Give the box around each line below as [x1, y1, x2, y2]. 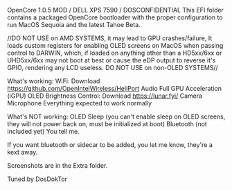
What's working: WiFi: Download [7, 77, 100, 85]
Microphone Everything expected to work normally [7, 99, 152, 107]
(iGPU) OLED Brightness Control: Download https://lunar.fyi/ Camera [7, 92, 203, 100]
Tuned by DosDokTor [7, 175, 68, 183]
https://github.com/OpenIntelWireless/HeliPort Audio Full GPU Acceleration [7, 85, 222, 92]
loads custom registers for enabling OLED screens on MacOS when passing [7, 42, 224, 49]
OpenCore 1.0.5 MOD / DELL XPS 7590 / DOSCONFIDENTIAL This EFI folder [7, 6, 224, 14]
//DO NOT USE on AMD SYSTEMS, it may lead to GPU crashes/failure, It [7, 34, 213, 42]
